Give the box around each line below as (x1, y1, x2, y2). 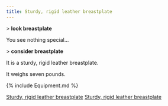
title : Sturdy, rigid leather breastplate (6, 8, 112, 15)
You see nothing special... (6, 36, 69, 43)
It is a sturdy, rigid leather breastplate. (6, 59, 99, 66)
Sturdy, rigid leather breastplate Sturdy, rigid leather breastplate (6, 93, 161, 100)
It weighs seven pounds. (6, 70, 66, 77)
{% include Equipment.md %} (6, 82, 79, 89)
